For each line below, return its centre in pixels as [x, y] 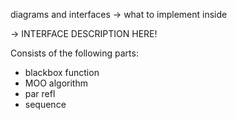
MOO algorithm [56, 83]
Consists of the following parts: [74, 53]
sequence [45, 104]
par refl [40, 93]
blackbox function [62, 72]
